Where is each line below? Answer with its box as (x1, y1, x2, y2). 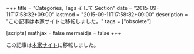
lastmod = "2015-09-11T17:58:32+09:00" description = (55, 11, 188, 18)
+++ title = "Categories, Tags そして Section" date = (6, 5, 133, 11)
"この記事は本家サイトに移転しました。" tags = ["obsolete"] (6, 18, 152, 24)
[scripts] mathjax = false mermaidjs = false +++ (6, 30, 122, 36)
